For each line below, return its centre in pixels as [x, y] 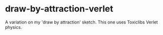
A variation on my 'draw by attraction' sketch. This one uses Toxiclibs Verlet [81, 22]
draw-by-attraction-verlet [59, 9]
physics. [13, 27]
